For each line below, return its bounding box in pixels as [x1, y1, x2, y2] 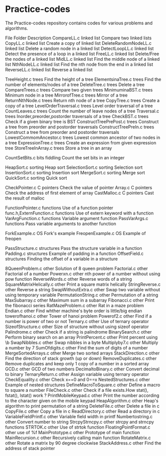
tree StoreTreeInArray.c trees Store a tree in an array [5, 145, 112, 151]
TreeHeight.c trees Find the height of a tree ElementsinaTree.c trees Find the [5, 76, 162, 82]
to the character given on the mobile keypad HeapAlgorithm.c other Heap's [5, 397, 159, 404]
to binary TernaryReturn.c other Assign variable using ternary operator [5, 371, 150, 377]
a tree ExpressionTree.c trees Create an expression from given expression [5, 139, 157, 145]
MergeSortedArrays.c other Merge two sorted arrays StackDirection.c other [5, 350, 160, 356]
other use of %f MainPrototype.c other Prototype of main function [5, 429, 140, 435]
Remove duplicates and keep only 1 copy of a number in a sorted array [5, 360, 150, 366]
